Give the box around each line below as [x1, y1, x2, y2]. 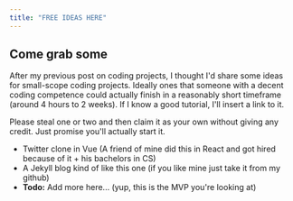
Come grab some [9, 47, 109, 62]
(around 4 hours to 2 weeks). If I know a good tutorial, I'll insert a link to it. [9, 99, 285, 110]
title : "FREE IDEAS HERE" [9, 13, 107, 23]
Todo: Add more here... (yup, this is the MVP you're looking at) [22, 182, 257, 193]
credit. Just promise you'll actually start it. [9, 126, 165, 137]
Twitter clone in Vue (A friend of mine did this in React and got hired [22, 143, 276, 154]
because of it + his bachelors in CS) [22, 153, 156, 164]
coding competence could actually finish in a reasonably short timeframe [9, 89, 282, 100]
